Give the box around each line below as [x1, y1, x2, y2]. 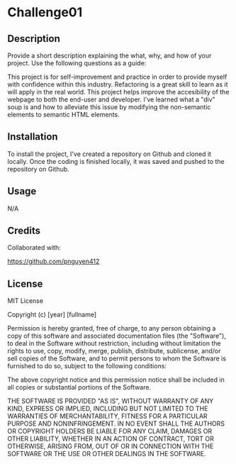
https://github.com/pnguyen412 [7, 257, 100, 266]
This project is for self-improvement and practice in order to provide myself [7, 72, 227, 81]
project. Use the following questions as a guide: [7, 59, 147, 67]
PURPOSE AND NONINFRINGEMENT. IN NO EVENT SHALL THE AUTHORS [7, 419, 225, 428]
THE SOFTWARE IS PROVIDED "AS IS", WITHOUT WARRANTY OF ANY [7, 397, 214, 405]
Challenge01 [7, 4, 83, 21]
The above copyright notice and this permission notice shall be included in [7, 375, 225, 384]
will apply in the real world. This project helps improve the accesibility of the [7, 88, 230, 96]
